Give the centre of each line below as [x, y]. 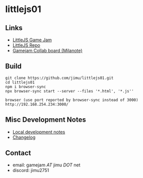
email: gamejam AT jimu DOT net [46, 165]
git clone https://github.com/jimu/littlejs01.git [59, 78]
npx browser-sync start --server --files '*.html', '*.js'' [70, 91]
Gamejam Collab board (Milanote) [47, 51]
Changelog [24, 137]
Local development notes [39, 132]
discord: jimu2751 [31, 170]
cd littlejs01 [20, 82]
